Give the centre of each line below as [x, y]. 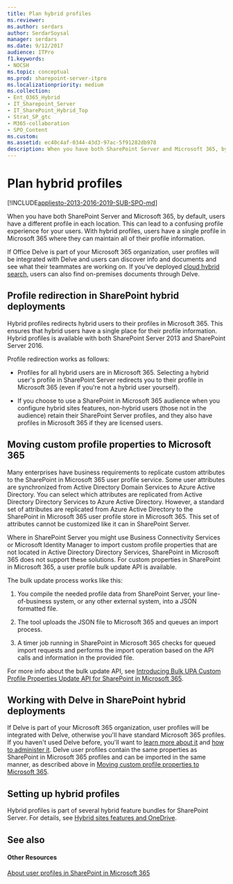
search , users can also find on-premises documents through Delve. [103, 274]
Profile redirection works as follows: [58, 359]
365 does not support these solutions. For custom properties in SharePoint [114, 559]
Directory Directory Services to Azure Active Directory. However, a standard [115, 501]
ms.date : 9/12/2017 [35, 46]
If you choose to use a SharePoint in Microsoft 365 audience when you [119, 401]
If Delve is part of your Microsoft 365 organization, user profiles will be [108, 728]
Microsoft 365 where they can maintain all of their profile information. [106, 238]
